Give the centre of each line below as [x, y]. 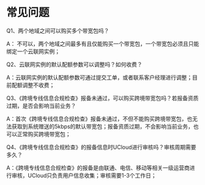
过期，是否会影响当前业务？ [41, 105]
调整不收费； [39, 85]
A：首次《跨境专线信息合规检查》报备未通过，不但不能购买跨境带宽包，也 [99, 119]
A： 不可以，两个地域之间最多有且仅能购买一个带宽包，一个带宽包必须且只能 [103, 43]
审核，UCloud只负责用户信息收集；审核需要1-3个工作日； [84, 175]
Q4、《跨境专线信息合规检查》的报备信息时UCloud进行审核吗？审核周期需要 [102, 147]
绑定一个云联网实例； [33, 51]
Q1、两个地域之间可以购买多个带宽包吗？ [58, 31]
